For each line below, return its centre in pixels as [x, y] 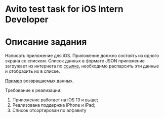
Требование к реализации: [33, 90]
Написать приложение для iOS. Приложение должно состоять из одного [82, 56]
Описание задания [46, 42]
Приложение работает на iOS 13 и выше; [55, 100]
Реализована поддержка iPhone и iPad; [54, 105]
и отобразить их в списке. [33, 71]
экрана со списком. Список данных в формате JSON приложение [75, 61]
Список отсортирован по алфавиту [49, 110]
